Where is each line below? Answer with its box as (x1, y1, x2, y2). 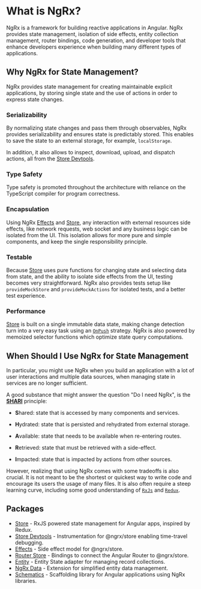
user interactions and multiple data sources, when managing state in (6, 373, 175, 381)
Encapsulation (6, 205, 49, 214)
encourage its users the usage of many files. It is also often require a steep (6, 480, 191, 488)
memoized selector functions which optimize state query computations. (6, 333, 184, 340)
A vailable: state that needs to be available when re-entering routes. (14, 432, 182, 439)
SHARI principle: (6, 397, 47, 405)
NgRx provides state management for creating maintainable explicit (6, 83, 173, 90)
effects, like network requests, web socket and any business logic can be (6, 225, 188, 232)
